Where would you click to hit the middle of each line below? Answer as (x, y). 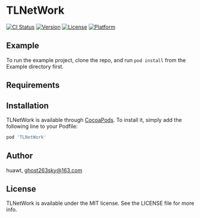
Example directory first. (35, 66)
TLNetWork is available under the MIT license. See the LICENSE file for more (100, 203)
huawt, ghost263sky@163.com (44, 170)
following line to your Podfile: (42, 126)
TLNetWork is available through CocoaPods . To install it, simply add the (94, 119)
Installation (27, 105)
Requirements (33, 85)
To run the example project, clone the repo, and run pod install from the (96, 60)
